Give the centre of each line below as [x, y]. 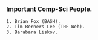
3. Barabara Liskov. [32, 32]
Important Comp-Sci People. [49, 9]
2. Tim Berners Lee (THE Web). [46, 27]
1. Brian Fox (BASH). [34, 22]
